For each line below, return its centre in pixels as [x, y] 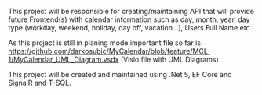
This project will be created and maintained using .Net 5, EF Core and [120, 74]
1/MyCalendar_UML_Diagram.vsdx [64, 59]
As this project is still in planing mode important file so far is [105, 43]
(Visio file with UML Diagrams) [170, 59]
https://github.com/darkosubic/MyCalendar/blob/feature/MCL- [109, 51]
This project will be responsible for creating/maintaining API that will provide [131, 11]
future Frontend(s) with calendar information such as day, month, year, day [129, 19]
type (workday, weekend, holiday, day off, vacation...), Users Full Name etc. [130, 28]
